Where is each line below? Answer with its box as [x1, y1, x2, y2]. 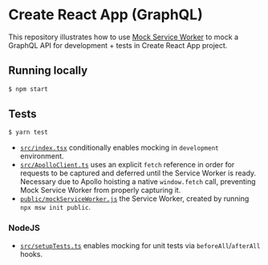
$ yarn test [8, 128, 48, 137]
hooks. [19, 249, 43, 259]
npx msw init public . [19, 203, 91, 212]
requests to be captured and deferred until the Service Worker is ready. [19, 168, 257, 178]
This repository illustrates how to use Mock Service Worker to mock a [8, 32, 239, 42]
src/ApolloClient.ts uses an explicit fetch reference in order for [19, 160, 235, 170]
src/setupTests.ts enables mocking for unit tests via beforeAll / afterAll [19, 240, 261, 250]
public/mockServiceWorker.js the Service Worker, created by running [19, 194, 250, 203]
